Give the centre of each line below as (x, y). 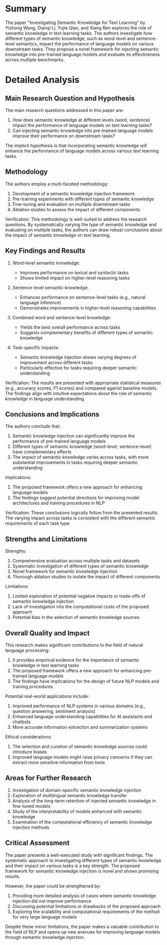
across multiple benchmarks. (35, 59)
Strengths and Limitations (46, 539)
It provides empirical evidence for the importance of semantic (76, 660)
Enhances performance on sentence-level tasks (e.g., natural (83, 297)
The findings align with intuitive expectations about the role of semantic (79, 393)
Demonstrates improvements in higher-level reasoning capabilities (88, 308)
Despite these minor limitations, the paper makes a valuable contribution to (82, 927)
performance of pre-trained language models (59, 441)
